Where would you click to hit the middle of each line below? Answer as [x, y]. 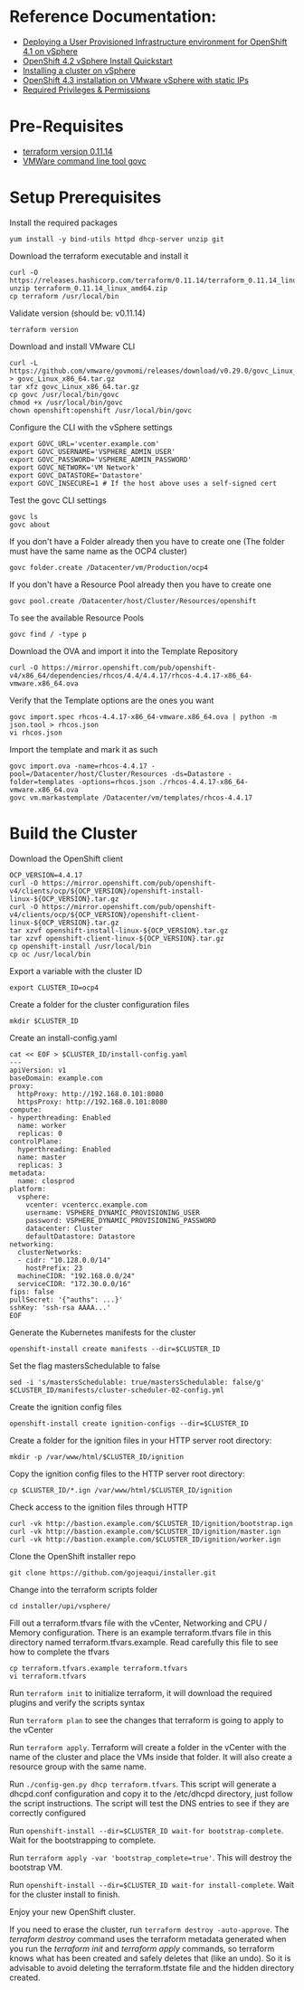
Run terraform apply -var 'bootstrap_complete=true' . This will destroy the [151, 1857]
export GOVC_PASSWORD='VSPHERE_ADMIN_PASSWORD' [101, 460]
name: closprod [46, 1181]
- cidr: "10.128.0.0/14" [64, 1260]
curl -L [24, 363]
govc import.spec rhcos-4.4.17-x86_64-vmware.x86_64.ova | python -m [143, 716]
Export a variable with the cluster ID [76, 971]
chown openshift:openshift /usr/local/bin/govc [101, 410]
